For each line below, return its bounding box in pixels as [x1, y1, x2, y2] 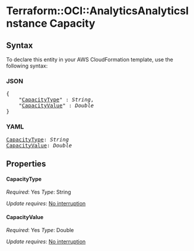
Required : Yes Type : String [6, 188, 71, 196]
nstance [6, 17, 47, 30]
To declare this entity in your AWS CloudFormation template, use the [6, 56, 173, 63]
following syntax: [6, 62, 48, 69]
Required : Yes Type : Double [6, 227, 74, 234]
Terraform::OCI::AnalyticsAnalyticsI [6, 4, 189, 18]
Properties [6, 159, 46, 169]
